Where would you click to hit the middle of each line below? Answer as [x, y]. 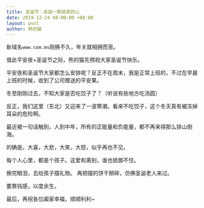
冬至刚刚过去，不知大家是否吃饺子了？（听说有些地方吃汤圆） [83, 93]
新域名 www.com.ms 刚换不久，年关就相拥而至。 [63, 47]
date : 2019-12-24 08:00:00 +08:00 [50, 18]
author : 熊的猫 [24, 29]
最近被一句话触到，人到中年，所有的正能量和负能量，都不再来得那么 [91, 127]
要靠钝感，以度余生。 [33, 186]
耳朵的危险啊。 [25, 114]
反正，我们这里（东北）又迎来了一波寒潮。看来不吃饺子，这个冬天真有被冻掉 [102, 106]
